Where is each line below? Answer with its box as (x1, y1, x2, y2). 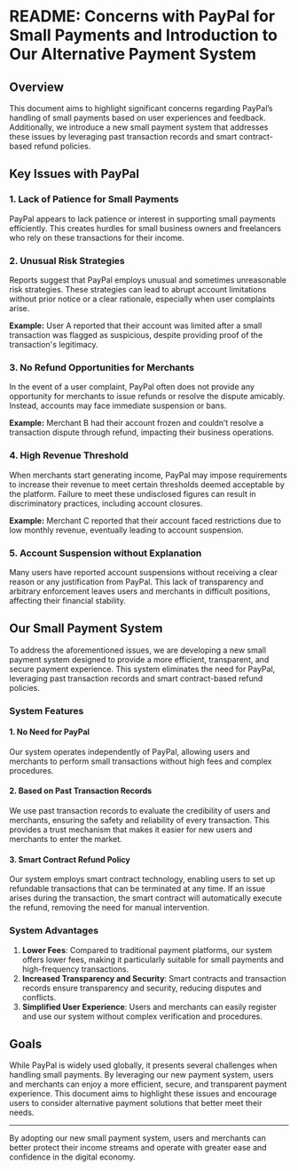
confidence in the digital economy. (9, 1151, 136, 1162)
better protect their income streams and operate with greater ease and (9, 1143, 268, 1153)
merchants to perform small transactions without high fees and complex (9, 756, 272, 766)
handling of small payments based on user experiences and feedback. (9, 113, 266, 123)
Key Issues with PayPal (9, 166, 140, 181)
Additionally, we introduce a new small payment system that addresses (9, 122, 269, 132)
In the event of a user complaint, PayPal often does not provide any (9, 381, 255, 392)
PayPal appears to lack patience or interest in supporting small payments (9, 213, 277, 224)
